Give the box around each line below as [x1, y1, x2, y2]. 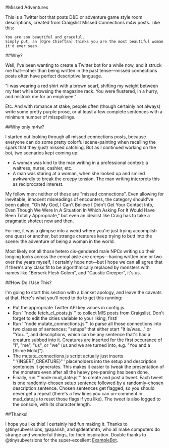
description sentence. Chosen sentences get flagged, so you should [12, 385, 155, 391]
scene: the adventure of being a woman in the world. [5, 238, 115, 245]
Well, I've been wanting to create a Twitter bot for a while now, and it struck [5, 62, 162, 68]
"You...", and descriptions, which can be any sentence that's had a [12, 332, 150, 337]
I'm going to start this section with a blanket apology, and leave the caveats [5, 290, 162, 295]
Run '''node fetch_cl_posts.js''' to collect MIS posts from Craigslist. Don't [12, 310, 164, 316]
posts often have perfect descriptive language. [5, 73, 102, 79]
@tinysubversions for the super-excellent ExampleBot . [5, 437, 119, 443]
